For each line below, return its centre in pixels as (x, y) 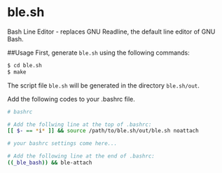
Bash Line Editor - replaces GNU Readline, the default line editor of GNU (111, 32)
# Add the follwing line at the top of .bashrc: (79, 124)
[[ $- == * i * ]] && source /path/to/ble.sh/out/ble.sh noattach (103, 131)
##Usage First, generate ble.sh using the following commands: (99, 53)
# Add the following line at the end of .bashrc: (81, 156)
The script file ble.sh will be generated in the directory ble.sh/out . (103, 85)
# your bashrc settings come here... (62, 144)
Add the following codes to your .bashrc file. (71, 99)
